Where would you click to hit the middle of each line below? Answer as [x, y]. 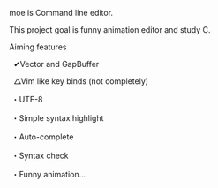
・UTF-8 [27, 99]
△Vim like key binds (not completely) [80, 81]
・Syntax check [40, 155]
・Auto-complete [42, 137]
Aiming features [38, 47]
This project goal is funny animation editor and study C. [110, 30]
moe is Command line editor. [61, 13]
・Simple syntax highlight [57, 118]
